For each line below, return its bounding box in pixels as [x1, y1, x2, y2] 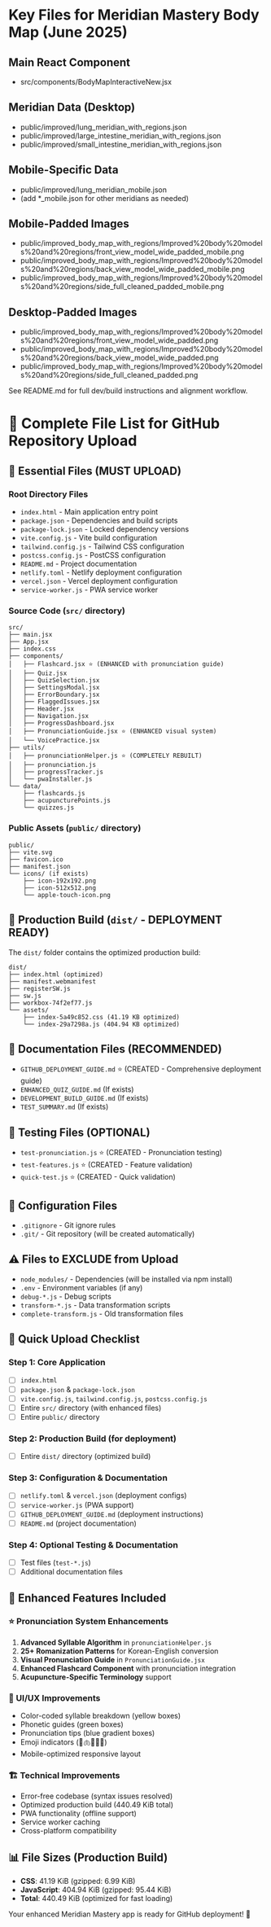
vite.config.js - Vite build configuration [20, 533, 157, 543]
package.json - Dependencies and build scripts [20, 515, 178, 526]
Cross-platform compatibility [20, 1826, 117, 1836]
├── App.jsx [8, 637, 49, 646]
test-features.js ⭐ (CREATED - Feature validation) [20, 1160, 193, 1170]
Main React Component [8, 55, 130, 69]
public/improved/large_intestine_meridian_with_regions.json [20, 130, 221, 140]
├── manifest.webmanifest [8, 977, 96, 986]
